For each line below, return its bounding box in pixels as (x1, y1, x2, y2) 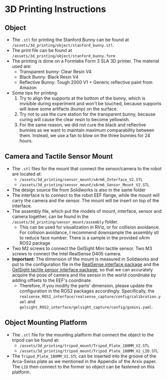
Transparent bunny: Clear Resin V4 (19, 69, 92, 75)
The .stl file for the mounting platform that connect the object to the (11, 331, 154, 337)
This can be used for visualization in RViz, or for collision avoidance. (19, 224, 160, 230)
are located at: (11, 171, 42, 177)
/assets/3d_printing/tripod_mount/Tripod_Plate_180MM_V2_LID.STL (19, 348, 158, 353)
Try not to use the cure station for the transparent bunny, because (19, 111, 155, 117)
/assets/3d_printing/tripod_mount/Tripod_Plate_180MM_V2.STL (19, 343, 149, 348)
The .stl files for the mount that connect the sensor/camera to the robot (11, 165, 162, 171)
